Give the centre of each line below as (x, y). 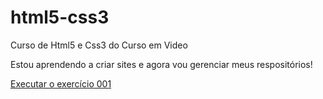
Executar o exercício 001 (61, 83)
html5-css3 (60, 17)
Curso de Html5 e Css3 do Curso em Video (99, 45)
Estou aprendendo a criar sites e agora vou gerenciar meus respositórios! (161, 64)
